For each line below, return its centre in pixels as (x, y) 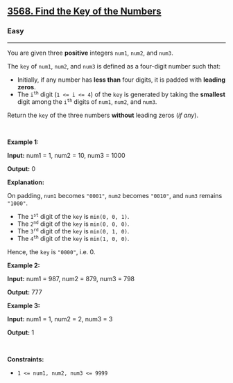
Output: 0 (21, 168)
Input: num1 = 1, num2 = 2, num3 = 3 (60, 319)
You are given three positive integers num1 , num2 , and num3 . (90, 53)
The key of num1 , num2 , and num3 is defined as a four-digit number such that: (114, 66)
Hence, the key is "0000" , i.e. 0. (51, 251)
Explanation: (26, 182)
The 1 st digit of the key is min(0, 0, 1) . (73, 216)
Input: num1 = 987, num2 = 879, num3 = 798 (71, 278)
